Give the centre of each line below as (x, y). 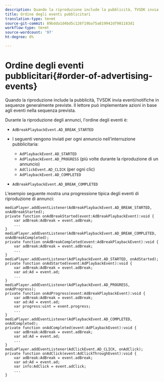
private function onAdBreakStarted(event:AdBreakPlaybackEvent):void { (80, 216)
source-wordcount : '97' (29, 32)
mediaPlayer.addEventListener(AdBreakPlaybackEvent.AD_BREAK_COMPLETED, (81, 233)
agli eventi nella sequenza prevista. (41, 110)
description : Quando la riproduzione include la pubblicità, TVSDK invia (82, 10)
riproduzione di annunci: (30, 199)
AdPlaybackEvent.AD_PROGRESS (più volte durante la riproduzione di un (89, 159)
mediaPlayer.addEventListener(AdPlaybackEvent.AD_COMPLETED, (69, 319)
